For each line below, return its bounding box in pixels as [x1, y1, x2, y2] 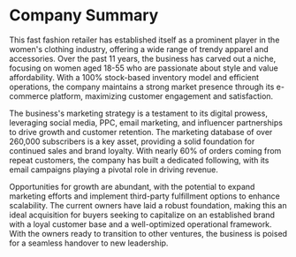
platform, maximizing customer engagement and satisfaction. [49, 90, 274, 102]
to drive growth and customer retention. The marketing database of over [9, 126, 273, 137]
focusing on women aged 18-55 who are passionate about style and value [9, 63, 278, 73]
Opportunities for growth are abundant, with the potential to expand [9, 181, 255, 192]
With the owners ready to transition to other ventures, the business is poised [9, 228, 288, 238]
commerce [9, 90, 49, 102]
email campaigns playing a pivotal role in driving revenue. [9, 164, 219, 175]
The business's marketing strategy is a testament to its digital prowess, [9, 108, 268, 118]
